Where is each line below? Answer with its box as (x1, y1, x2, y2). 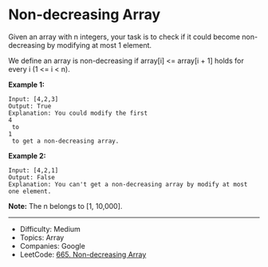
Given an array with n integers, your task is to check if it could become (8, 32, 241, 41)
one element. (8, 187, 52, 195)
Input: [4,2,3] (8, 95, 59, 103)
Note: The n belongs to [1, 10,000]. (8, 201, 123, 210)
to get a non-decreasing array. (11, 137, 120, 145)
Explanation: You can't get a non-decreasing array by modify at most (8, 180, 248, 188)
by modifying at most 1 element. (46, 40, 152, 49)
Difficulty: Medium (19, 224, 81, 234)
